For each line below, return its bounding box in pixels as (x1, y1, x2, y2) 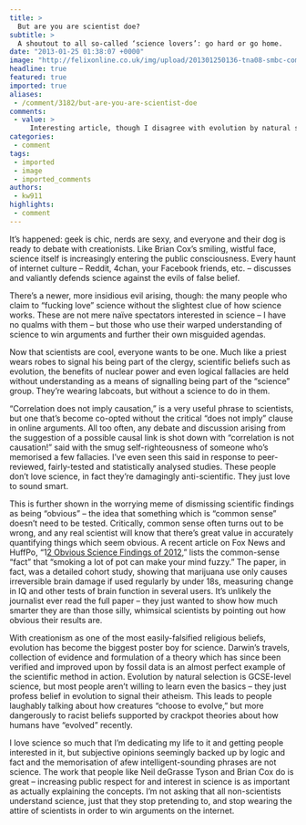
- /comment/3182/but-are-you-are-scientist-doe (13, 98, 198, 108)
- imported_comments (13, 174, 92, 183)
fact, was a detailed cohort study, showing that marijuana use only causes (9, 566, 288, 577)
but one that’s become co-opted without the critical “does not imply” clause (9, 412, 293, 423)
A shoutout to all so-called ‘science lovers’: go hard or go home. (17, 38, 283, 48)
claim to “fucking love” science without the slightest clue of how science (9, 299, 282, 310)
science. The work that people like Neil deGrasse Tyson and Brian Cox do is (9, 766, 294, 777)
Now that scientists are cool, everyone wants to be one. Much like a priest (9, 346, 287, 357)
